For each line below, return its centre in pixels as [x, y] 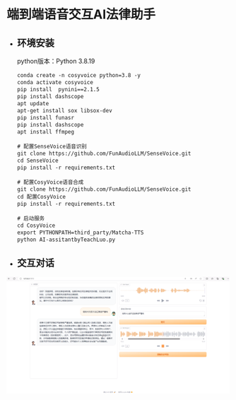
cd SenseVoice [37, 160]
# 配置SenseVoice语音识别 [52, 146]
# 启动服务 [31, 218]
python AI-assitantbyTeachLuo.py [66, 240]
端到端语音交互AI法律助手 [81, 14]
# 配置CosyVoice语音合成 [50, 182]
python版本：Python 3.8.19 [56, 61]
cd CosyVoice [36, 225]
